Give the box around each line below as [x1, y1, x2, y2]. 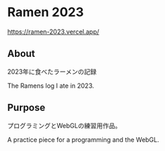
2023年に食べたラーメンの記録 [7, 67, 97, 76]
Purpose [7, 102, 46, 114]
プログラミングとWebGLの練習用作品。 [7, 121, 122, 130]
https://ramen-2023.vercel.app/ [7, 27, 100, 36]
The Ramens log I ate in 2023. [7, 81, 94, 90]
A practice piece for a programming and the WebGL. [7, 135, 160, 144]
